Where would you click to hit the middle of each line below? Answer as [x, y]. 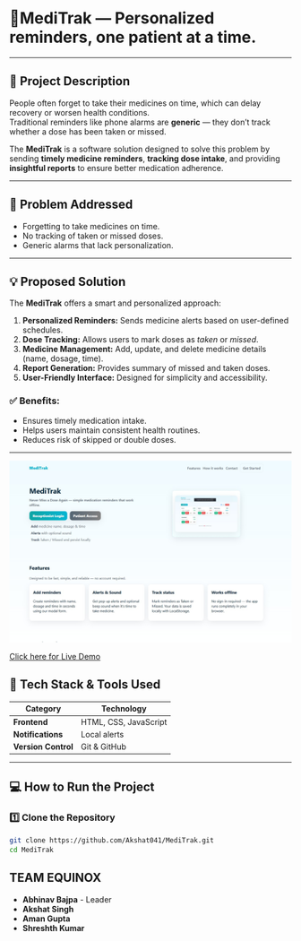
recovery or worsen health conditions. [80, 112]
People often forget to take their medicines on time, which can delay [135, 103]
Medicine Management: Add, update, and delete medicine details [144, 350]
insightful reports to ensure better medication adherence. [116, 168]
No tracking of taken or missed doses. [93, 236]
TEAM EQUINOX [55, 878]
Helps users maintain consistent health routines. [111, 430]
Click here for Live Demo [55, 657]
